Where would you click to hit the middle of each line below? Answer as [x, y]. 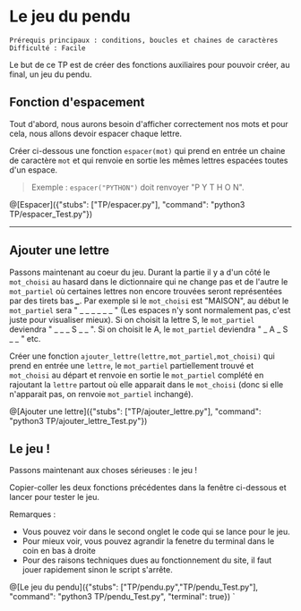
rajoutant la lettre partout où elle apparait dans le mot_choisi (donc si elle [146, 384]
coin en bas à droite [59, 551]
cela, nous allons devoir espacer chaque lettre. [95, 133]
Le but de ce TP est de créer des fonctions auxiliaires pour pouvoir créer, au [150, 64]
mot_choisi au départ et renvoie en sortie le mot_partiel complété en [137, 375]
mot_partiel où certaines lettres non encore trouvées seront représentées [146, 291]
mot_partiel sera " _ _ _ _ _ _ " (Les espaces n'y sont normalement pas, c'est [150, 310]
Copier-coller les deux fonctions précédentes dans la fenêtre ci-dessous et [148, 488]
